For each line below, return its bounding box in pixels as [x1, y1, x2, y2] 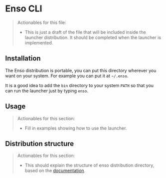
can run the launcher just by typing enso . [5, 88, 89, 94]
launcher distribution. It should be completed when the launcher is [24, 34, 161, 40]
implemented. [24, 39, 53, 45]
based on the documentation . [24, 168, 86, 174]
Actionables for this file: [17, 19, 66, 25]
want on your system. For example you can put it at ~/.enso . [5, 73, 129, 79]
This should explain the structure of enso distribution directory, [24, 163, 155, 169]
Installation [5, 54, 41, 63]
